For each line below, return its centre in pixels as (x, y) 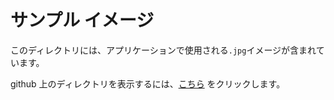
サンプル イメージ (82, 20)
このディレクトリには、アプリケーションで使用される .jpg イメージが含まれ (163, 50)
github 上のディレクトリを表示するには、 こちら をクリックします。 (148, 83)
